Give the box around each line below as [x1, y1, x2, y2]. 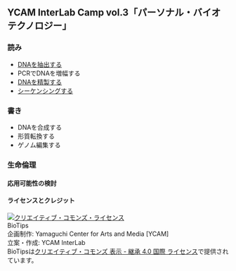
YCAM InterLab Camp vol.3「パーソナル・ [7, 6, 193, 19]
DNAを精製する [17, 77, 63, 86]
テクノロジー [7, 20, 63, 32]
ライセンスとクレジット [7, 196, 75, 205]
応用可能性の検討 [7, 179, 57, 187]
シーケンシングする [17, 87, 74, 95]
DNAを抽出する [17, 60, 63, 68]
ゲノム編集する [17, 140, 61, 149]
